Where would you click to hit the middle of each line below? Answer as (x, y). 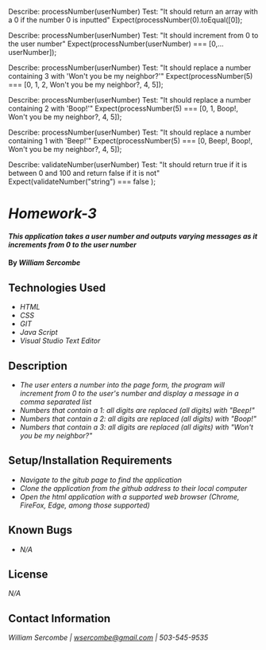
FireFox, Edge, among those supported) (85, 505)
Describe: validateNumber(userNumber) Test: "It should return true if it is (128, 165)
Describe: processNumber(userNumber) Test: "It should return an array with (133, 12)
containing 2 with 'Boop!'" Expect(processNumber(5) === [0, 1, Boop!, (123, 108)
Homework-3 (52, 214)
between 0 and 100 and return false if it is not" (84, 173)
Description (38, 366)
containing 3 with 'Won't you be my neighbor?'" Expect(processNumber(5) (131, 76)
